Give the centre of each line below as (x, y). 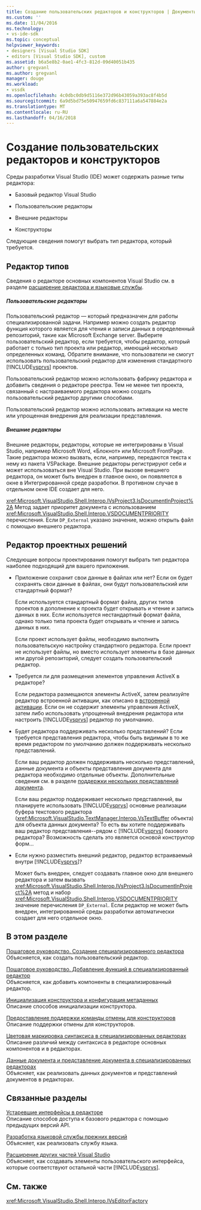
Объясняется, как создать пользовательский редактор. (78, 958)
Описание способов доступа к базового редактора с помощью (87, 1119)
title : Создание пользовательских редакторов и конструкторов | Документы (101, 12)
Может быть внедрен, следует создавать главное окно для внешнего (104, 873)
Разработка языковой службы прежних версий (67, 1137)
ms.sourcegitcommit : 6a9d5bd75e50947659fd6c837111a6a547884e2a (87, 101)
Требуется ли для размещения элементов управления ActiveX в (97, 676)
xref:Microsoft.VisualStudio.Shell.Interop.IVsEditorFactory (77, 1201)
